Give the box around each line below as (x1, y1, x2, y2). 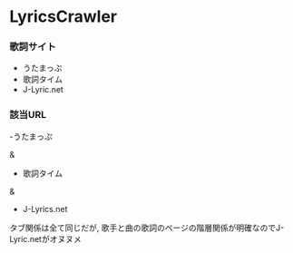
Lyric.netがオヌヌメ (9, 233, 82, 244)
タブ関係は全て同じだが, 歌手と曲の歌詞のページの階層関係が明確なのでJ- (9, 222, 285, 233)
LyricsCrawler (9, 6, 118, 27)
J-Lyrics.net (22, 203, 68, 214)
